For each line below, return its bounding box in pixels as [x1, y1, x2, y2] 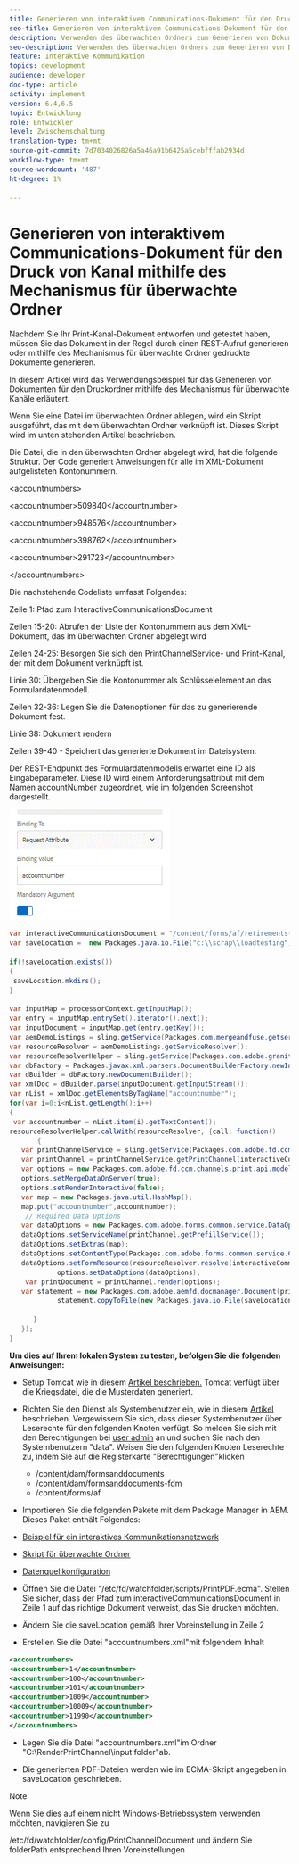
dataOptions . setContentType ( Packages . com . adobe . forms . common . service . [20, 1249, 289, 1258]
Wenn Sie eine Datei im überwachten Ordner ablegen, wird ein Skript [9, 410, 262, 421]
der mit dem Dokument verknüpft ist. [9, 658, 144, 668]
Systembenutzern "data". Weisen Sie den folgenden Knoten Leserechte [21, 1441, 285, 1452]
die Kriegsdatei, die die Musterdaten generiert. [21, 1386, 194, 1396]
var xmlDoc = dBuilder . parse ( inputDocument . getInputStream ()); [9, 1080, 249, 1089]
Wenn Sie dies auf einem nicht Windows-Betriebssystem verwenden [9, 1808, 261, 1818]
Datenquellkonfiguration [21, 1566, 111, 1577]
